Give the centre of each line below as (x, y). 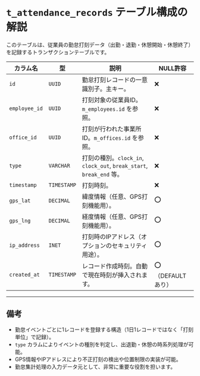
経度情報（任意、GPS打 (115, 217)
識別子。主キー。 (106, 89)
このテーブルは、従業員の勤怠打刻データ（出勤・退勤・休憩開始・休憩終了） (100, 45)
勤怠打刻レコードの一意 (115, 80)
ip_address (24, 245)
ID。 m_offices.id (106, 137)
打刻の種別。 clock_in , (113, 158)
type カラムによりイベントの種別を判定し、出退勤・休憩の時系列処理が (101, 344)
